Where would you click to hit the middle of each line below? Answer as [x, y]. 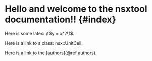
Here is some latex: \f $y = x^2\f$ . [39, 33]
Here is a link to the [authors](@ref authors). [51, 53]
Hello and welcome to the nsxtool [76, 9]
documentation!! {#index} [61, 19]
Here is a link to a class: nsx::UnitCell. [44, 43]
